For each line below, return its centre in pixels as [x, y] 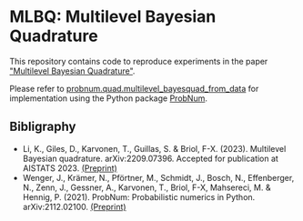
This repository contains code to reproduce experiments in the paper [139, 61]
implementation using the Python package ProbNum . [108, 98]
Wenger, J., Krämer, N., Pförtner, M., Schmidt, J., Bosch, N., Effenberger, [158, 177]
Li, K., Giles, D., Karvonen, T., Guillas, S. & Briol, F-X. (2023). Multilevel [154, 148]
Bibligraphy [43, 127]
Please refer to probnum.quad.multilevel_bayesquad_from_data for [134, 88]
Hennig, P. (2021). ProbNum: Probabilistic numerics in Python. [139, 196]
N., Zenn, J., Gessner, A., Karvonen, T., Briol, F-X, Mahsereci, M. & [146, 187]
